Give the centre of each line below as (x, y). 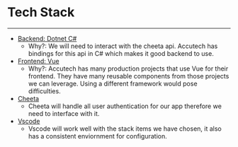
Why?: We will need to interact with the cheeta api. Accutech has (123, 46)
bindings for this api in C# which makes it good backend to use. (121, 53)
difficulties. (45, 91)
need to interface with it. (64, 113)
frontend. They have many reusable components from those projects (129, 76)
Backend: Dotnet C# (47, 38)
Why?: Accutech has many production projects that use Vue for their (128, 69)
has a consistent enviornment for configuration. (98, 136)
